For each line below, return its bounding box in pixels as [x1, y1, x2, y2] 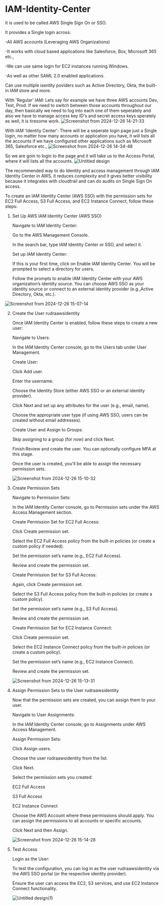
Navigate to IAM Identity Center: [12, 222, 78, 228]
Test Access [12, 846, 38, 852]
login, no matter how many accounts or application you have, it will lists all [5, 133, 155, 139]
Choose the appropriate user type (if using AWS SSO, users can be [12, 412, 148, 418]
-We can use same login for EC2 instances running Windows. [5, 63, 129, 69]
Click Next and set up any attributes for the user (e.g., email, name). [12, 402, 150, 408]
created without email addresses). [12, 417, 82, 423]
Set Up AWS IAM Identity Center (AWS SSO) [12, 213, 102, 219]
